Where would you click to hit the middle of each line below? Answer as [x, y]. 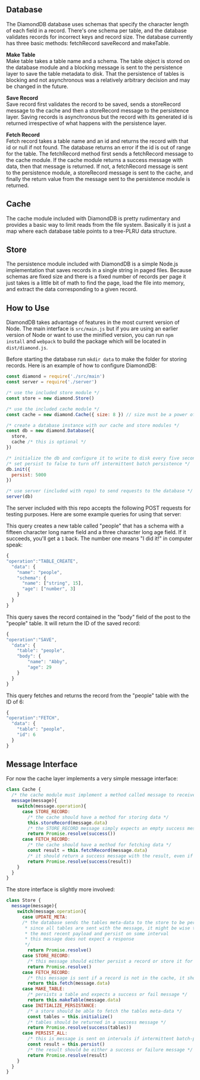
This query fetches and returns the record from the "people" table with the [98, 695]
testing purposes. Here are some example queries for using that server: [94, 514]
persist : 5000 [29, 475]
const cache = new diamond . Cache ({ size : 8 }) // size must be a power [97, 414]
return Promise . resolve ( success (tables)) [80, 1028]
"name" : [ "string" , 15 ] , [53, 583]
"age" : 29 [40, 667]
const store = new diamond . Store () [50, 398]
